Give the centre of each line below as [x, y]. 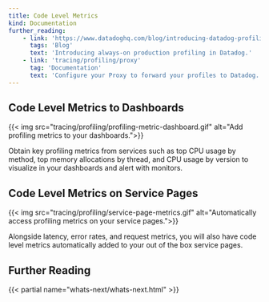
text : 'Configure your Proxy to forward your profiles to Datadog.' [146, 75]
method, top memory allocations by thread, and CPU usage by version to [128, 159]
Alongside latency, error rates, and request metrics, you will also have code [132, 236]
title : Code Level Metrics [53, 16]
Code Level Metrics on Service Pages [103, 193]
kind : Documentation [43, 23]
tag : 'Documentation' [66, 68]
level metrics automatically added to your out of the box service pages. [126, 245]
